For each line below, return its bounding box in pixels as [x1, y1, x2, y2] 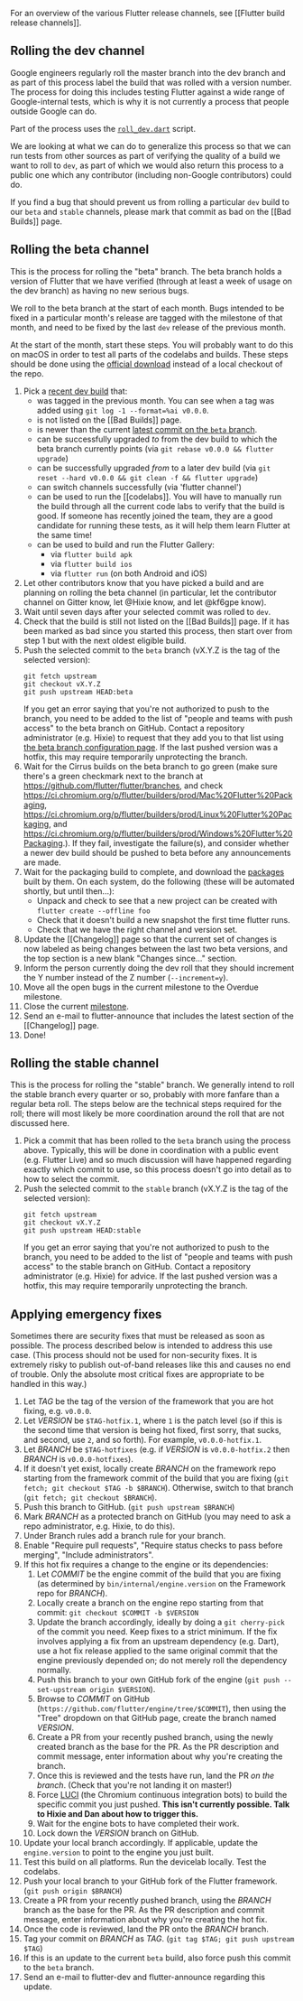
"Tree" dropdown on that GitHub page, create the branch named [36, 1713, 277, 1724]
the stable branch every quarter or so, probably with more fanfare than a [10, 1089, 280, 1100]
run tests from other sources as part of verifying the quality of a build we [10, 150, 280, 161]
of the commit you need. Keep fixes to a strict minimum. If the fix [36, 1626, 278, 1637]
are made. [23, 857, 61, 868]
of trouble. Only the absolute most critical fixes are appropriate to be [10, 1369, 265, 1380]
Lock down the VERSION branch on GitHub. [36, 1828, 199, 1838]
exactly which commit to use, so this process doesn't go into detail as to [23, 1164, 292, 1175]
